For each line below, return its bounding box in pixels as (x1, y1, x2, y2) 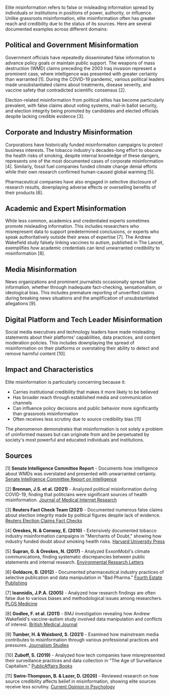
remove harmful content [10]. (5, 351, 66, 357)
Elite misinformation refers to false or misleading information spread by (5, 5, 154, 10)
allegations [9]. (5, 300, 37, 307)
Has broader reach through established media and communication (12, 394, 152, 400)
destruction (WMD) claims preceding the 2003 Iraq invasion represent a (5, 65, 156, 71)
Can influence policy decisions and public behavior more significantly (12, 405, 159, 411)
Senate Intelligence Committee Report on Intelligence (5, 476, 117, 482)
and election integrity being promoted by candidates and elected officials (5, 107, 159, 114)
